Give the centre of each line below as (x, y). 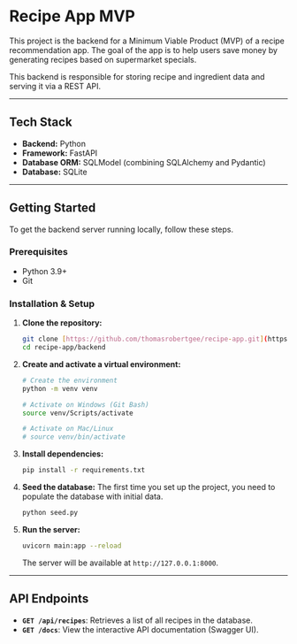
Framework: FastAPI (60, 153)
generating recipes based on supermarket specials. (103, 59)
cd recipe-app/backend (64, 348)
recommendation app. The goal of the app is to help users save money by (144, 50)
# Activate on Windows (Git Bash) (85, 404)
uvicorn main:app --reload (72, 546)
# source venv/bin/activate (73, 437)
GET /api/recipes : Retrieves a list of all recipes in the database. (137, 620)
